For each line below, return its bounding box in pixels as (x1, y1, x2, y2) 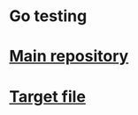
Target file (9, 86, 87, 106)
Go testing (9, 6, 88, 26)
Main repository (9, 47, 129, 67)
